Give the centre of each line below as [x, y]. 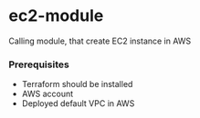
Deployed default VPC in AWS [78, 103]
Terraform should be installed [77, 84]
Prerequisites [39, 64]
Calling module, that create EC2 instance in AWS [100, 41]
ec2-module [56, 16]
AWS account [47, 94]
